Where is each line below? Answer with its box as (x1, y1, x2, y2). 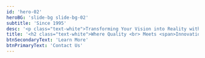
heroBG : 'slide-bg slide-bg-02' (6, 14, 88, 21)
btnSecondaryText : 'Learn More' (6, 37, 88, 43)
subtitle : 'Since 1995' (6, 20, 67, 26)
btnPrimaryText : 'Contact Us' (6, 43, 84, 49)
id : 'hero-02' (6, 8, 43, 15)
